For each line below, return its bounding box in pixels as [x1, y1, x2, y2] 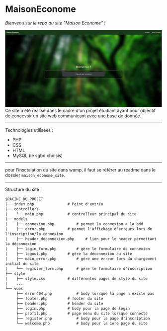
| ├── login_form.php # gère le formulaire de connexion [5, 247, 150, 251]
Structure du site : [5, 186, 42, 192]
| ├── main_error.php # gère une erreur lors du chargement [5, 256, 157, 261]
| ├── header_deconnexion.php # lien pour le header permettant [5, 237, 157, 242]
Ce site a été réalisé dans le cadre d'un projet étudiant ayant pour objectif [5, 108, 156, 114]
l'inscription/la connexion [5, 232, 64, 237]
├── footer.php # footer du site [16, 296, 103, 301]
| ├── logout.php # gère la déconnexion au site [5, 251, 133, 256]
